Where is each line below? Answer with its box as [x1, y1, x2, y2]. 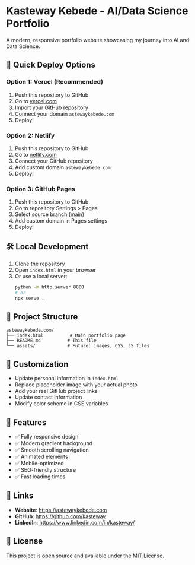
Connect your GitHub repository [14, 157, 93, 164]
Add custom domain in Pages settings [14, 217, 108, 224]
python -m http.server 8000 [14, 284, 84, 290]
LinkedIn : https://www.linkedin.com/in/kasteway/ [14, 519, 135, 526]
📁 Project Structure [6, 312, 78, 322]
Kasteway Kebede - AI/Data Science [6, 4, 188, 18]
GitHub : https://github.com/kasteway [14, 512, 106, 520]
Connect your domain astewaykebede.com [14, 110, 114, 117]
